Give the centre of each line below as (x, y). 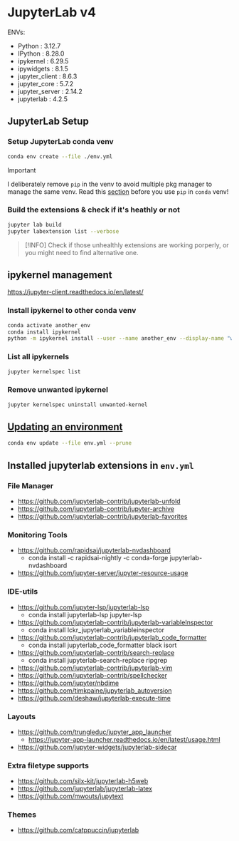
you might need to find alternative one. (81, 252)
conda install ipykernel (44, 332)
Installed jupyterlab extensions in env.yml (101, 465)
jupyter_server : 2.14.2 (50, 91)
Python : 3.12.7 (39, 46)
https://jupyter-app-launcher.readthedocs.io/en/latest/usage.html (124, 739)
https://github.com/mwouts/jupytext (70, 796)
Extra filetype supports (48, 765)
